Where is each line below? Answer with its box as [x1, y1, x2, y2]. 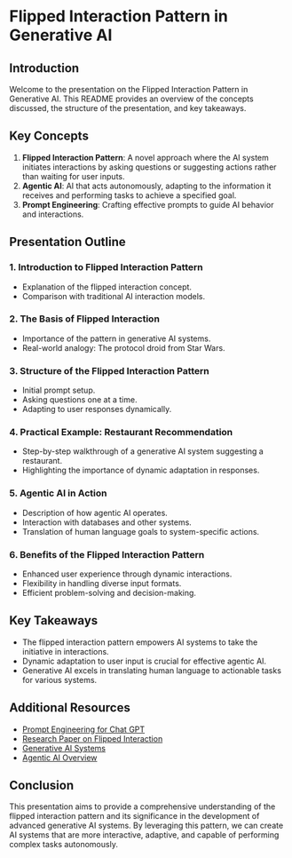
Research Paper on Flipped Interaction [21, 733, 163, 743]
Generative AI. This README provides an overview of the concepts [9, 93, 255, 104]
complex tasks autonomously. [9, 839, 118, 850]
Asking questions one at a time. [21, 394, 138, 405]
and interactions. [21, 209, 84, 219]
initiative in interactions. [21, 646, 109, 656]
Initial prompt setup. [21, 385, 96, 396]
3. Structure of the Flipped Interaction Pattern [9, 364, 210, 377]
